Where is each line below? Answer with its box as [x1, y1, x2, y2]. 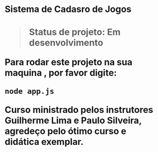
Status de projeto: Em [29, 27, 121, 38]
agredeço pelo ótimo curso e [5, 125, 126, 137]
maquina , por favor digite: [5, 67, 117, 79]
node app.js [5, 87, 55, 96]
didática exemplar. [5, 136, 84, 147]
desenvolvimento [29, 37, 103, 49]
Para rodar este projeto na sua [5, 57, 132, 68]
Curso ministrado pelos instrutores [5, 104, 153, 116]
